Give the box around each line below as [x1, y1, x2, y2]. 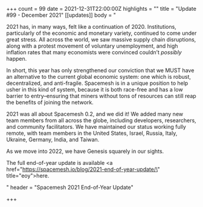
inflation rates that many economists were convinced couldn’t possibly [6, 49, 182, 56]
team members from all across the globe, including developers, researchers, [6, 117, 196, 124]
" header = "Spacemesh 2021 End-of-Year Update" [6, 184, 134, 191]
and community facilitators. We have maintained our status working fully [6, 123, 186, 130]
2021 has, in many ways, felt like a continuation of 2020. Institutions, [6, 23, 176, 30]
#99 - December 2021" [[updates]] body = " [6, 11, 117, 19]
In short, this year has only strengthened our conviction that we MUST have [6, 67, 195, 74]
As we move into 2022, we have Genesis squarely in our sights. [6, 147, 164, 155]
